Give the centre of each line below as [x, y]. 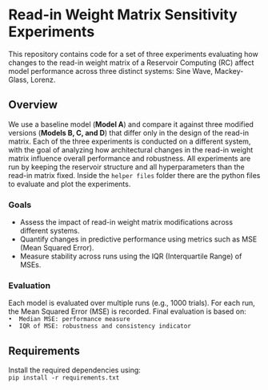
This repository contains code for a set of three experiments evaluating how [133, 54]
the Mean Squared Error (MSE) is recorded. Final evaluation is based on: [127, 311]
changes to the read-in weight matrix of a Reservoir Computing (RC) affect [131, 63]
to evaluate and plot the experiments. [70, 184]
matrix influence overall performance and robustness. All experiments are [130, 158]
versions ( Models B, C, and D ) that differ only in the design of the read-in [129, 132]
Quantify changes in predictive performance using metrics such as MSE [138, 239]
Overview [33, 105]
